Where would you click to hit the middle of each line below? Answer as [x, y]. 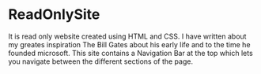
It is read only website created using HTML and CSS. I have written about [127, 36]
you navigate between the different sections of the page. [101, 61]
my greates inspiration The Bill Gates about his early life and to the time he [129, 44]
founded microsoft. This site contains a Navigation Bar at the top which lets [130, 53]
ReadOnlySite [54, 15]
